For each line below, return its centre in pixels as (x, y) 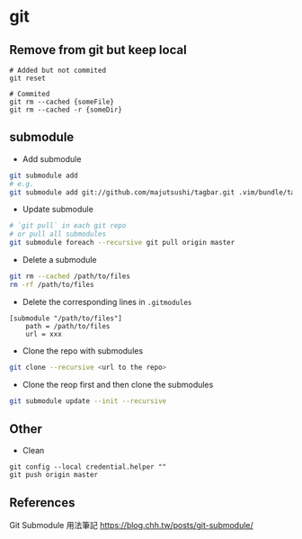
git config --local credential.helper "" (88, 467)
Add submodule (52, 158)
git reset (28, 78)
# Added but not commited (58, 70)
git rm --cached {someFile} (62, 102)
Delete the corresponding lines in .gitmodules (107, 301)
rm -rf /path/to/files (52, 284)
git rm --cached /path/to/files (70, 276)
